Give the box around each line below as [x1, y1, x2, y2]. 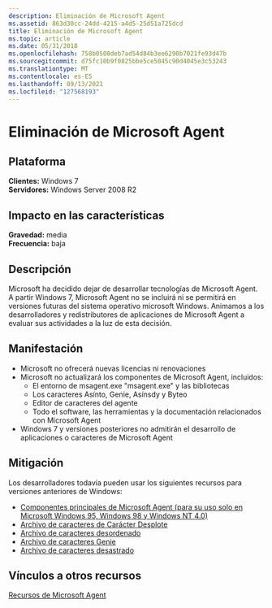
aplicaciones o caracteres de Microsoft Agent [19, 432, 173, 442]
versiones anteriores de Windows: [8, 486, 123, 496]
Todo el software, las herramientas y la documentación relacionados [32, 406, 261, 416]
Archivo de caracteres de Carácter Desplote [19, 519, 168, 529]
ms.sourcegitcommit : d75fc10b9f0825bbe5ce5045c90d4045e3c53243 [8, 58, 227, 66]
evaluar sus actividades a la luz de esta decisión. [8, 319, 172, 328]
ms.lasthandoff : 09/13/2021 [8, 80, 104, 88]
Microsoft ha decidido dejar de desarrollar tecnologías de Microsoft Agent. [8, 284, 258, 293]
